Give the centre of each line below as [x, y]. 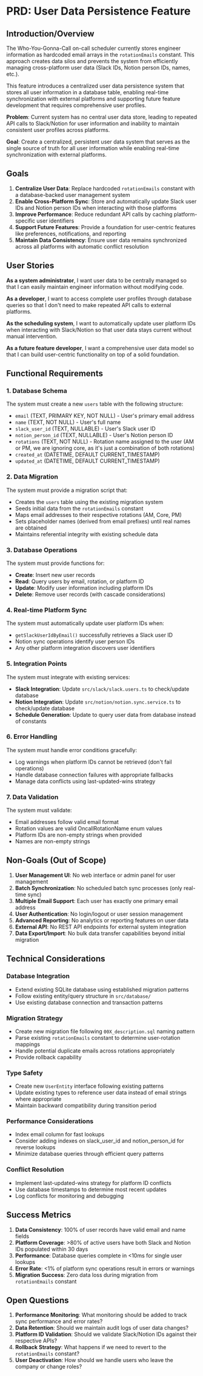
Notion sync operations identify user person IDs [75, 641]
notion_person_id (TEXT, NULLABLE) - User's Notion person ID [94, 435]
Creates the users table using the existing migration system [89, 502]
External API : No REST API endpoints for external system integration [101, 927]
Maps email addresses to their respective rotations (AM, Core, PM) [98, 514]
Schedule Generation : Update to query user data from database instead [105, 714]
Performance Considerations [50, 1121]
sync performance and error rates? [59, 1321]
